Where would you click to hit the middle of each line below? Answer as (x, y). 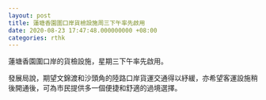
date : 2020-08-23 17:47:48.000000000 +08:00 (83, 30)
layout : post (30, 15)
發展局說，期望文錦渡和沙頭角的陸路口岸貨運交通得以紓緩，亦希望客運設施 (129, 78)
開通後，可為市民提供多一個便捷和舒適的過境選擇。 (98, 88)
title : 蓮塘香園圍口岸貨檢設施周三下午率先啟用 (77, 23)
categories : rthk (37, 38)
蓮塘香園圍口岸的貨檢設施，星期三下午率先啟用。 (88, 61)
